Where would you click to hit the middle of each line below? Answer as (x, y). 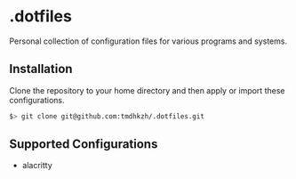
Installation (41, 69)
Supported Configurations (84, 144)
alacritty (37, 166)
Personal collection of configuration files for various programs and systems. (148, 41)
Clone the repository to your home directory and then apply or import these (147, 90)
